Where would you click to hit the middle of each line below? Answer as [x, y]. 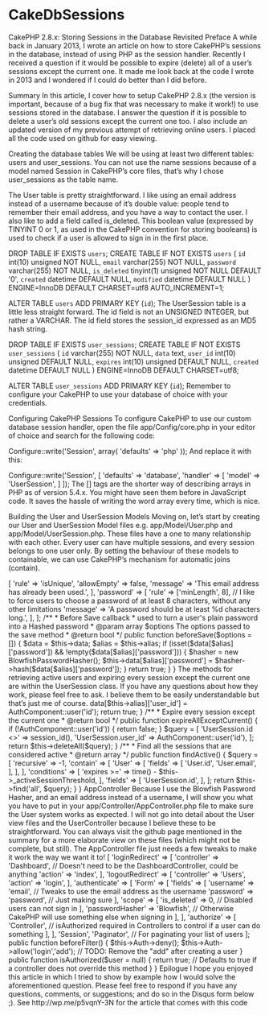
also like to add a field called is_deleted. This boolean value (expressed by [131, 221]
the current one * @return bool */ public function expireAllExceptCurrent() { [133, 720]
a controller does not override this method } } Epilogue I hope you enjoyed [131, 968]
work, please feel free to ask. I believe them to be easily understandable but [134, 695]
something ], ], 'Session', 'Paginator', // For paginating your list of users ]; [129, 934]
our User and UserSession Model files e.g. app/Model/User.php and [120, 525]
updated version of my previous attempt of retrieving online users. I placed [132, 130]
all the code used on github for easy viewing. [83, 138]
